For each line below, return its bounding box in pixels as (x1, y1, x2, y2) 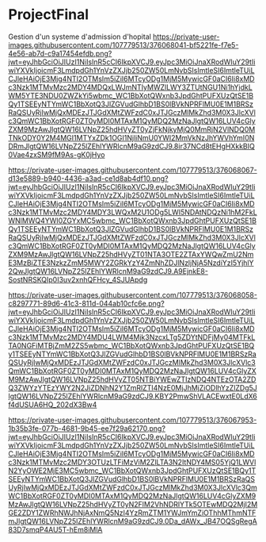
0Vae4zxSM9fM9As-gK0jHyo (8, 149, 105, 160)
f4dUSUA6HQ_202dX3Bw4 (8, 399, 97, 409)
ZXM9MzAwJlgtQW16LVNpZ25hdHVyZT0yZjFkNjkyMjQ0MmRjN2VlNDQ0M (8, 125, 256, 134)
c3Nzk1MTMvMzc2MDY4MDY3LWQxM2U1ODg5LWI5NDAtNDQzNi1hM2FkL (8, 207, 257, 217)
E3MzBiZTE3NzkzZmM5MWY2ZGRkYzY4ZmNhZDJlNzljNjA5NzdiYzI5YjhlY (8, 258, 254, 267)
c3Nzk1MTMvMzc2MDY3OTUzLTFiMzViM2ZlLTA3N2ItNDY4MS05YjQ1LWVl (8, 457, 256, 467)
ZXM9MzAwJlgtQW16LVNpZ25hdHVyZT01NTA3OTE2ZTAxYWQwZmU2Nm (8, 249, 254, 259)
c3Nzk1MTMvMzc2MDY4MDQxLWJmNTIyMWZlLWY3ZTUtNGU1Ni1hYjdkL (8, 82, 253, 92)
